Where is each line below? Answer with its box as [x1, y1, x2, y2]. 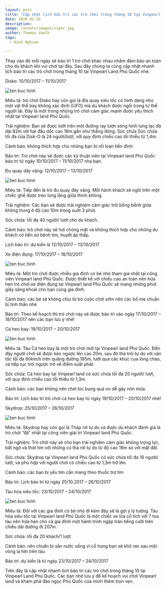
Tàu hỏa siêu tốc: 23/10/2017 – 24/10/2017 [5, 488, 92, 494]
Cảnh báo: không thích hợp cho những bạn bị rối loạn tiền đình [5, 143, 133, 149]
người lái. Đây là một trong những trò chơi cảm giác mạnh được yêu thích [5, 108, 154, 114]
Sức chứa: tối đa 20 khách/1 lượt [5, 533, 71, 539]
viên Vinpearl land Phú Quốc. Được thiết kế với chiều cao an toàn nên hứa [5, 276, 156, 282]
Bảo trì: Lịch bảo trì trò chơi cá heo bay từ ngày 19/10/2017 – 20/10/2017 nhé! [5, 395, 162, 401]
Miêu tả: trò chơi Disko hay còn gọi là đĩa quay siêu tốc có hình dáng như [5, 97, 154, 103]
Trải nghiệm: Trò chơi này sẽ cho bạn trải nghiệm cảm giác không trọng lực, [5, 439, 160, 445]
